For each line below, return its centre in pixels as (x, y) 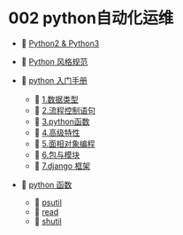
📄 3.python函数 (62, 121)
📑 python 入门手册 (54, 80)
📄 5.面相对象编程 (65, 144)
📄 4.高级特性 (57, 132)
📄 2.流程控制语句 (65, 110)
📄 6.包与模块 (57, 154)
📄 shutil (48, 221)
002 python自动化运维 (91, 18)
